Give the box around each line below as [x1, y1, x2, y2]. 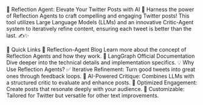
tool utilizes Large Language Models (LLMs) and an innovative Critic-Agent [6, 19, 194, 25]
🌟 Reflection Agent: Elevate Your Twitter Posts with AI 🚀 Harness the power [6, 6, 194, 13]
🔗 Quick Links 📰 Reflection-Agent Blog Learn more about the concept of [6, 46, 187, 53]
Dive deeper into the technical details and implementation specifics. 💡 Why [6, 59, 194, 66]
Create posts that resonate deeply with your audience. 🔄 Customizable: [6, 86, 185, 92]
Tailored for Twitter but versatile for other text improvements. [6, 92, 159, 99]
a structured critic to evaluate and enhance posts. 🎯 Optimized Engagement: [6, 79, 198, 86]
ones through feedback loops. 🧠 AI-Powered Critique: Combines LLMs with [6, 73, 194, 80]
